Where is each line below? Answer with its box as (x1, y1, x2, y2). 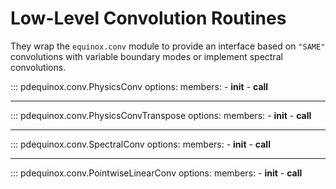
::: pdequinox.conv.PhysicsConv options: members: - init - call (10, 80, 269, 92)
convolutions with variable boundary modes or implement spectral (10, 50, 283, 62)
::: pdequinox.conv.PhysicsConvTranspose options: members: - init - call (10, 109, 312, 121)
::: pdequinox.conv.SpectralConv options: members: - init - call (10, 138, 271, 150)
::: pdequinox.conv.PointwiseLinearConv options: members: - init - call (10, 167, 303, 179)
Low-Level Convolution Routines (10, 7, 287, 30)
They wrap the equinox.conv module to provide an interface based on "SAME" (10, 40, 326, 52)
